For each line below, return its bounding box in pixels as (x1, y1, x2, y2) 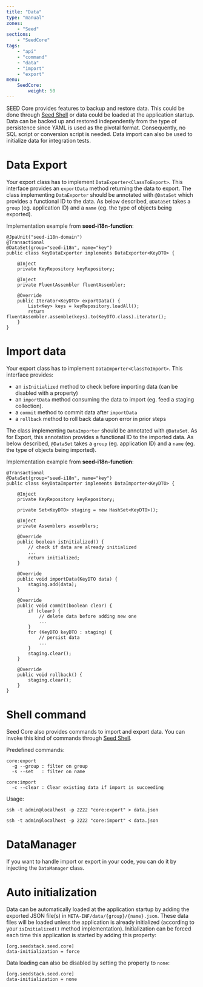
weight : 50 (28, 88, 56, 94)
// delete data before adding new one (38, 613, 137, 620)
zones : (6, 20, 23, 26)
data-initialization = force (6, 948, 80, 954)
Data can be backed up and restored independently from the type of (6, 117, 177, 125)
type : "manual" (6, 15, 45, 21)
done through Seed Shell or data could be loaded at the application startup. (6, 111, 195, 118)
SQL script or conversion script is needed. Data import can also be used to (6, 130, 193, 137)
